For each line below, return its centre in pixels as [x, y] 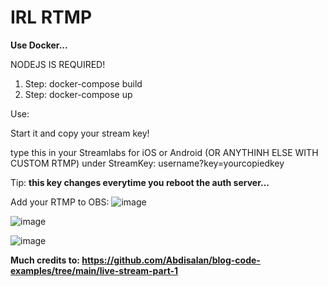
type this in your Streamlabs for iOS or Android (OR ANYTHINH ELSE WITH [164, 152]
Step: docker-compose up [78, 94]
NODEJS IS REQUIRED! [58, 64]
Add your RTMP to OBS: [60, 202]
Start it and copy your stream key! [80, 133]
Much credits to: [45, 260]
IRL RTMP [51, 17]
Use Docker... [39, 45]
